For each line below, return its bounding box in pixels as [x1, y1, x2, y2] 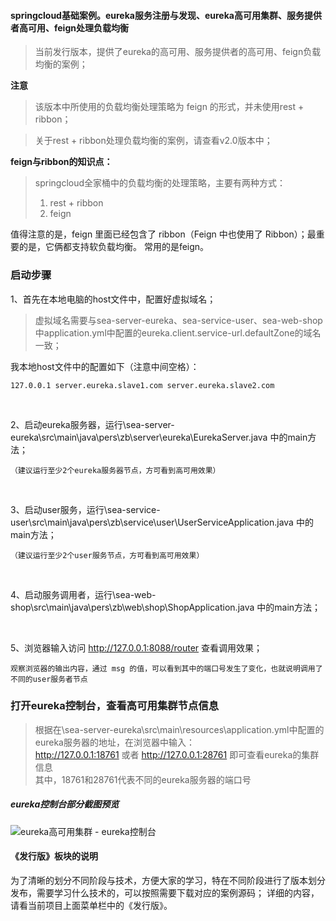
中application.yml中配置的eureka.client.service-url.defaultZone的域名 [34, 326, 322, 339]
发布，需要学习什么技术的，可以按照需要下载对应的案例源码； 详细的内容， [10, 886, 320, 899]
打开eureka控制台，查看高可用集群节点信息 [10, 699, 220, 713]
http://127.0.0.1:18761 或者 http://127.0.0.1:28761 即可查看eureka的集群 [34, 748, 320, 760]
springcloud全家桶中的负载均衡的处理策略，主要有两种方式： [34, 177, 287, 189]
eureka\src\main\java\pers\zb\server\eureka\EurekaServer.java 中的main [10, 431, 308, 443]
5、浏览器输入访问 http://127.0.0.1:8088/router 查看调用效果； [10, 641, 263, 654]
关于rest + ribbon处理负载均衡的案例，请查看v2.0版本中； [34, 135, 273, 147]
